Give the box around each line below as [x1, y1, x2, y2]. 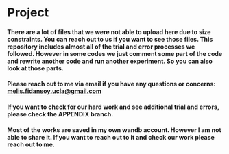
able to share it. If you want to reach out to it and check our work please [7, 133, 215, 141]
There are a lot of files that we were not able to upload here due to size [7, 27, 211, 36]
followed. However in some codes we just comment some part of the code [7, 49, 223, 57]
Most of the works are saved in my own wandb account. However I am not [7, 125, 221, 134]
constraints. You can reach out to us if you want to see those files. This [7, 35, 213, 43]
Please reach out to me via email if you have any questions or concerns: [7, 80, 216, 88]
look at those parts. [7, 64, 64, 73]
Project [7, 5, 49, 21]
